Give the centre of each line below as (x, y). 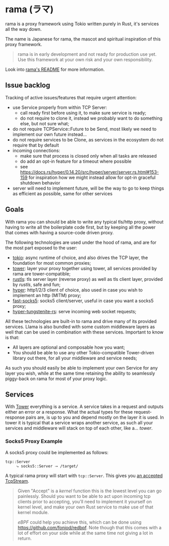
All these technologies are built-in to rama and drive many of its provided (81, 321)
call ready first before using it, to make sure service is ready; (83, 113)
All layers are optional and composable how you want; (69, 347)
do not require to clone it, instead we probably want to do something (91, 118)
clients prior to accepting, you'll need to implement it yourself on (85, 501)
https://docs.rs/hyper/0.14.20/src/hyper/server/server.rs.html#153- (89, 172)
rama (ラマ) (30, 9)
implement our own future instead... (50, 134)
